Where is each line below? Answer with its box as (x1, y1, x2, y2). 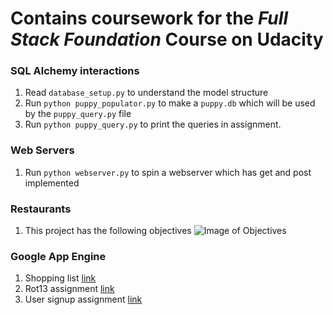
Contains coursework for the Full (10, 7, 288, 30)
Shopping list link (24, 272, 97, 284)
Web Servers (10, 143, 75, 157)
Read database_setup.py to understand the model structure (24, 87, 269, 99)
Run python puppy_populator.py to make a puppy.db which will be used (24, 97, 316, 109)
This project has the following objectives (24, 225, 192, 237)
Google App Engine (10, 250, 107, 263)
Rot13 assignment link (24, 283, 115, 295)
